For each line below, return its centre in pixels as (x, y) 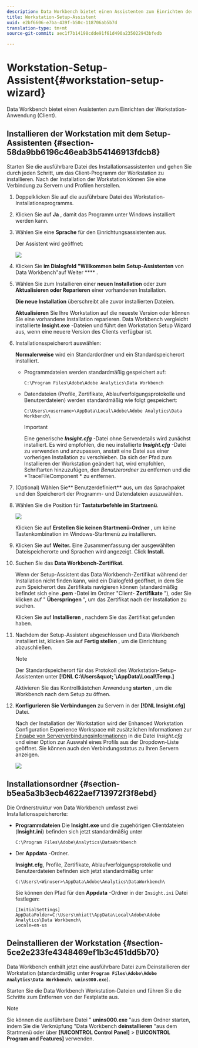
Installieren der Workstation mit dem (75, 134)
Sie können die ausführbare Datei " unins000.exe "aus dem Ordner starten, (98, 1020)
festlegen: (27, 899)
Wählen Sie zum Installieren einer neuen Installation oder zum (91, 284)
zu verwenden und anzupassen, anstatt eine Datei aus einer (96, 451)
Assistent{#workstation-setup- (85, 80)
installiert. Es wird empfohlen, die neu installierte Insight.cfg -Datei (105, 444)
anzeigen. (27, 754)
